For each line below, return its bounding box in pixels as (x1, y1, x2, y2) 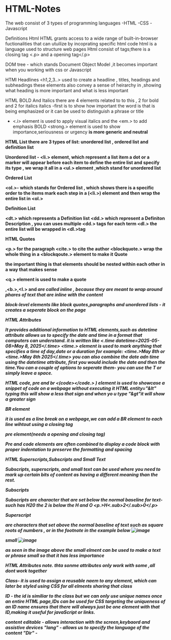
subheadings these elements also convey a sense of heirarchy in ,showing (5, 82, 161, 88)
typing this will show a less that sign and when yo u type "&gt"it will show (5, 390, 165, 396)
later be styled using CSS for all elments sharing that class (5, 583, 132, 589)
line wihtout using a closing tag (5, 421, 73, 427)
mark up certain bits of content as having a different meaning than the (5, 471, 158, 477)
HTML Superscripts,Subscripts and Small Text (5, 456, 106, 462)
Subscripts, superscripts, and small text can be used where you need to (5, 466, 161, 472)
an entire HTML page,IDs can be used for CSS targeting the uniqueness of (5, 598, 165, 604)
